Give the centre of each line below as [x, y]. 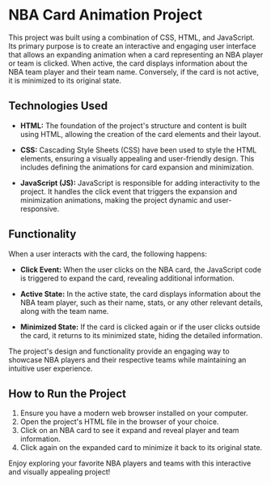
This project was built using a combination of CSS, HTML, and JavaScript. [131, 37]
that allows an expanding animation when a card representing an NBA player [136, 54]
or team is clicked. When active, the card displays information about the [128, 63]
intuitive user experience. [51, 368]
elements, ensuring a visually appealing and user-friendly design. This [137, 158]
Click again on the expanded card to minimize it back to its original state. [141, 448]
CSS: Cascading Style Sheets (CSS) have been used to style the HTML [138, 150]
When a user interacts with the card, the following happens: [108, 254]
